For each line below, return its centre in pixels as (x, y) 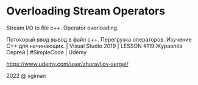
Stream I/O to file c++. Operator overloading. (62, 28)
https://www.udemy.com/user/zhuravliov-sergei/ (68, 64)
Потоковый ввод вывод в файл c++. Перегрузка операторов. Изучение (99, 39)
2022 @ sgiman (26, 75)
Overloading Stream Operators (86, 11)
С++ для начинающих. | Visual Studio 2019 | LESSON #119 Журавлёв (94, 46)
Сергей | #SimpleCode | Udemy (47, 52)
